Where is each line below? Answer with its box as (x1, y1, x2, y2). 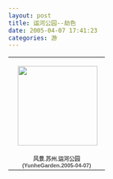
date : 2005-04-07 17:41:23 (8, 26, 98, 34)
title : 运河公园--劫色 (8, 19, 76, 27)
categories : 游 (8, 33, 57, 42)
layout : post (8, 11, 52, 20)
